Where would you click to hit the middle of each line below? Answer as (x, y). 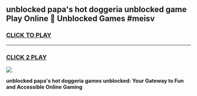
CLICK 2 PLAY (26, 57)
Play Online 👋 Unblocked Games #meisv (81, 19)
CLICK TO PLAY (29, 35)
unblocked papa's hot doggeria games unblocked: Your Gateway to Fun (95, 80)
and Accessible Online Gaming (44, 87)
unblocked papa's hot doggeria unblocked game (96, 10)
